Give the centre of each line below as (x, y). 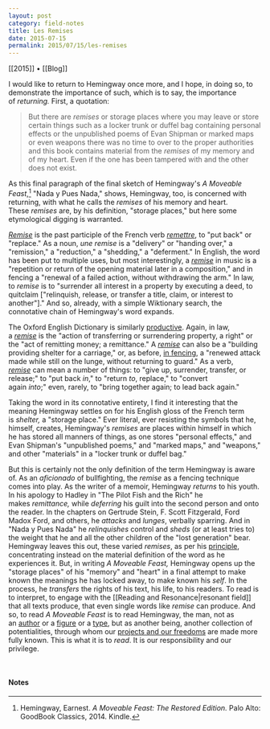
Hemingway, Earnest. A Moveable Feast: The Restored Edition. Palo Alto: (140, 707)
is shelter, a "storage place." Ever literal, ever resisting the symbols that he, (132, 420)
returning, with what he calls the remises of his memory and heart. (118, 202)
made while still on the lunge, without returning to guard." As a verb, (121, 361)
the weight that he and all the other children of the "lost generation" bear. (129, 537)
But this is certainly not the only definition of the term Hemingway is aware (132, 469)
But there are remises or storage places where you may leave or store (143, 117)
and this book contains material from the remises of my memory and (141, 151)
